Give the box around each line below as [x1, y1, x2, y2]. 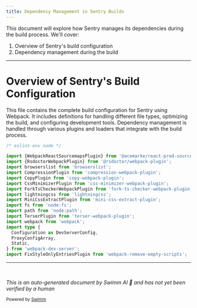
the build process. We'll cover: [6, 31, 80, 38]
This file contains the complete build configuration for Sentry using [6, 106, 168, 113]
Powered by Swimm [6, 297, 46, 303]
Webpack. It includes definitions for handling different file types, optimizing [6, 113, 188, 120]
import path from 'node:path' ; [6, 208, 83, 214]
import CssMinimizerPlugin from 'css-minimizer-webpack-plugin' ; [6, 180, 169, 187]
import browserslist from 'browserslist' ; [6, 164, 111, 170]
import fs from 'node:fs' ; [6, 202, 72, 208]
